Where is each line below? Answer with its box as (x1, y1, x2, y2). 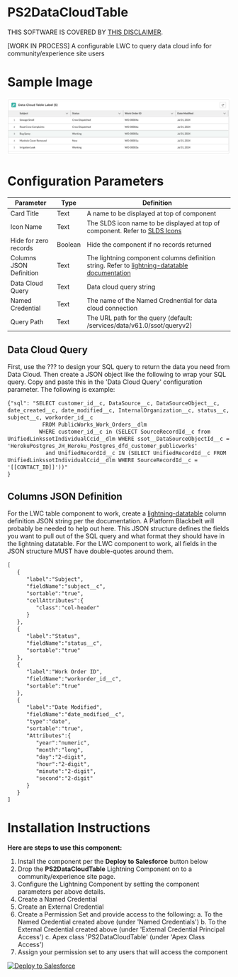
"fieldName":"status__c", (25, 640, 103, 647)
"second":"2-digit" (35, 775, 93, 782)
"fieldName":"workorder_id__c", (25, 676, 122, 683)
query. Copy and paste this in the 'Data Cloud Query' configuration (7, 378, 203, 386)
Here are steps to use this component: (7, 843, 123, 852)
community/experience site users (7, 49, 105, 58)
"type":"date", (25, 718, 72, 725)
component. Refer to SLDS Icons (86, 226, 182, 235)
